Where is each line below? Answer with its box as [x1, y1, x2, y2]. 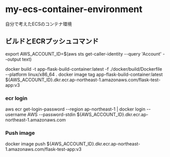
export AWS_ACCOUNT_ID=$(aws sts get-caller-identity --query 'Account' [5, 50, 162, 57]
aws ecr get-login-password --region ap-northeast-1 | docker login [5, 106, 146, 112]
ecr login [5, 94, 28, 101]
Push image [5, 129, 35, 136]
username [5, 112, 26, 118]
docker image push [5, 141, 46, 147]
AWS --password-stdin [27, 112, 76, 118]
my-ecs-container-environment [5, 4, 143, 15]
